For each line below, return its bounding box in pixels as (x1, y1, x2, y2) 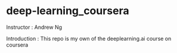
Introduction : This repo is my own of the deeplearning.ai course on (6, 35, 172, 42)
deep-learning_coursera (6, 4, 129, 18)
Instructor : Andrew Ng (6, 24, 63, 31)
